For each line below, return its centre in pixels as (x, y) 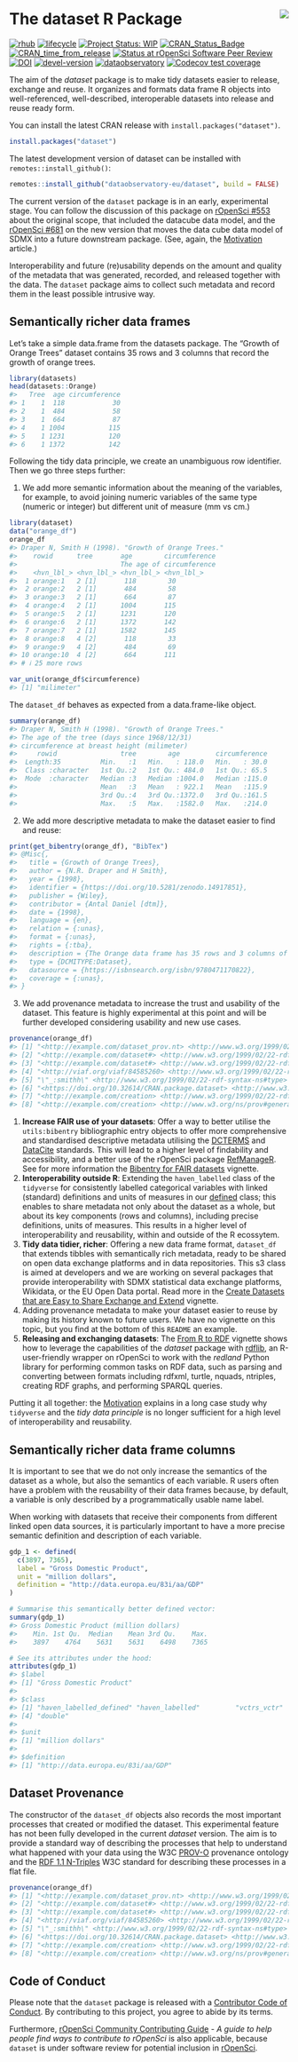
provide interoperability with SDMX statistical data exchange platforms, (152, 1282)
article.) (24, 248)
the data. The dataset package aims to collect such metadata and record (142, 284)
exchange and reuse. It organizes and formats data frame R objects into (140, 89)
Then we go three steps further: (67, 471)
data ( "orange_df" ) (43, 531)
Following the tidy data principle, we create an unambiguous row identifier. (145, 461)
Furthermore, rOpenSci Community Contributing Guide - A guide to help (141, 2029)
